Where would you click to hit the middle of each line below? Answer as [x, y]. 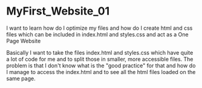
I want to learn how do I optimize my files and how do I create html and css [99, 28]
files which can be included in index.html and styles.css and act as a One [97, 34]
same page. [21, 78]
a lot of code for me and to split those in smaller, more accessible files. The [100, 59]
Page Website [24, 41]
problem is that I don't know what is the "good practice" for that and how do [101, 66]
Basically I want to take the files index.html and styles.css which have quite [100, 52]
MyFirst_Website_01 [58, 11]
